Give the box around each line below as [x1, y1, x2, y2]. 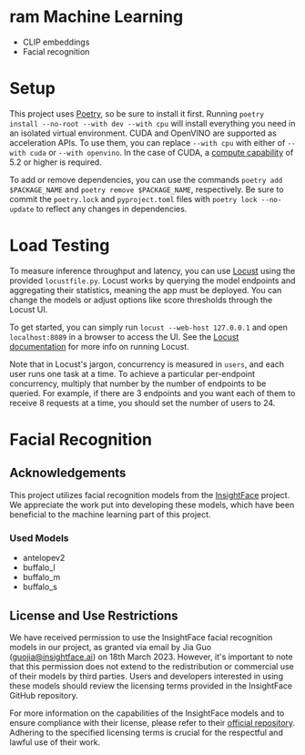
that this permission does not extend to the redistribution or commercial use [9, 660, 294, 671]
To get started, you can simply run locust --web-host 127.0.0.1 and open [9, 321, 289, 332]
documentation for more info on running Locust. [9, 341, 189, 352]
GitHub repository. [9, 689, 79, 700]
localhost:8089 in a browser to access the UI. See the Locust [9, 331, 239, 342]
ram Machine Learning [9, 6, 184, 27]
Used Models [9, 531, 69, 544]
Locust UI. [9, 303, 48, 315]
